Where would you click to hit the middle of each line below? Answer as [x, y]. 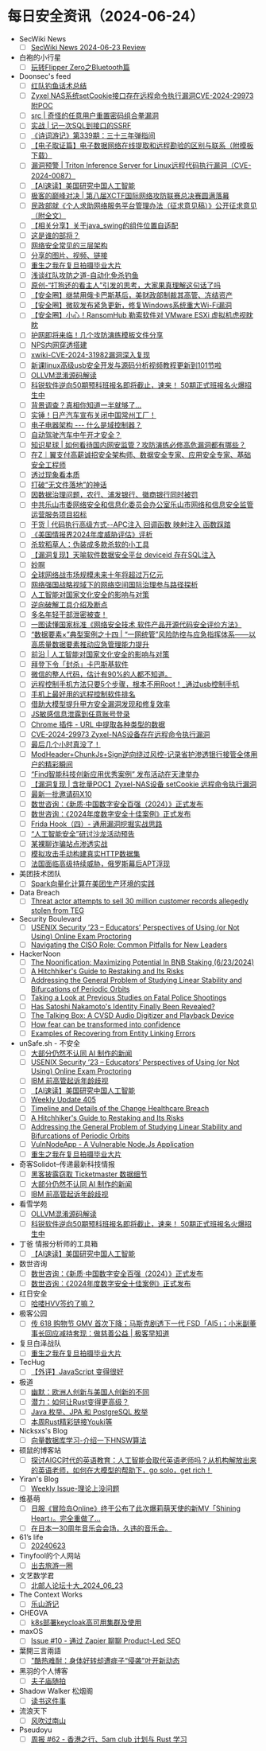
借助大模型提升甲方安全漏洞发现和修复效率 [100, 704]
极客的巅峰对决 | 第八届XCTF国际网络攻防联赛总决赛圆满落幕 [130, 195]
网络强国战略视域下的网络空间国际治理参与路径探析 [114, 584]
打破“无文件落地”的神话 [69, 485]
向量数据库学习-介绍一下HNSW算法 [89, 1440]
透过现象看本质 [55, 475]
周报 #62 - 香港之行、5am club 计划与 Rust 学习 [109, 1739]
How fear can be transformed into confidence [106, 1024]
